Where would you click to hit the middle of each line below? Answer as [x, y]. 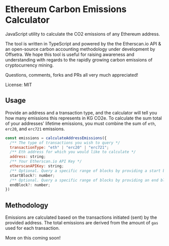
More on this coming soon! [33, 238]
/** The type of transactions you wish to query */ [65, 143]
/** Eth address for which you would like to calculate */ [73, 152]
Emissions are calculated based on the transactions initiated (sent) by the [81, 217]
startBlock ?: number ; [32, 175]
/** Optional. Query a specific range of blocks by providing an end [84, 180]
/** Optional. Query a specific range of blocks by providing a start [85, 171]
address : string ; [28, 157]
